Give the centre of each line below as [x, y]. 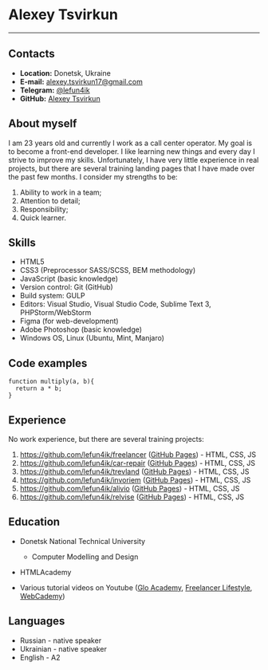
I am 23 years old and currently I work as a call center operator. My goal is [130, 143]
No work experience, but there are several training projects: [106, 439]
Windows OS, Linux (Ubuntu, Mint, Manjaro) [92, 338]
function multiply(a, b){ [51, 382]
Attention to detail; [50, 200]
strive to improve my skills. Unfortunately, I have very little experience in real [134, 160]
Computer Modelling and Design [85, 557]
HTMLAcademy [45, 572]
